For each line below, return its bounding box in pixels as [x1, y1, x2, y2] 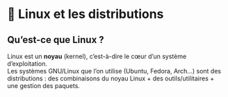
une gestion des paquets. [7, 82, 80, 89]
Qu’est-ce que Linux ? [7, 34, 104, 46]
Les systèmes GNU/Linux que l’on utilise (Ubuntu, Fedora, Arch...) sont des [7, 67, 221, 75]
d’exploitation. [7, 60, 47, 68]
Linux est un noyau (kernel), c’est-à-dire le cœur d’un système [7, 52, 187, 60]
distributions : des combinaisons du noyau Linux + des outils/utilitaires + [7, 74, 215, 82]
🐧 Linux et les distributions [7, 6, 164, 22]
